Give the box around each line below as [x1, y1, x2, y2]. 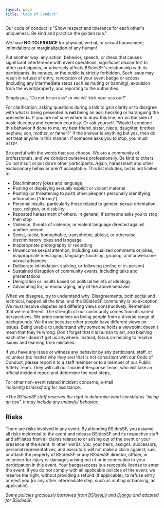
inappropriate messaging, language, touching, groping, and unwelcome [12, 252, 156, 258]
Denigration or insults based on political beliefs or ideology [12, 278, 131, 284]
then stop [12, 216, 32, 222]
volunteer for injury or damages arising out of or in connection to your [5, 457, 146, 463]
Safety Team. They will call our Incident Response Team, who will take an [5, 364, 153, 370]
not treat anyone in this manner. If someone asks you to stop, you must [5, 135, 148, 141]
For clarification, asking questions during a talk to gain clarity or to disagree [5, 104, 157, 110]
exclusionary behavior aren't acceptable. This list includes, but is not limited [5, 165, 158, 171]
